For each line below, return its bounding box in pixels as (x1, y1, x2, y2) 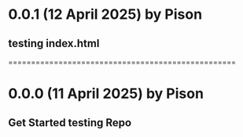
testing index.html (8, 37, 100, 50)
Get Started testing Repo (8, 116, 132, 129)
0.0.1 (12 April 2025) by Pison (8, 5, 203, 23)
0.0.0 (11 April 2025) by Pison (8, 85, 204, 103)
